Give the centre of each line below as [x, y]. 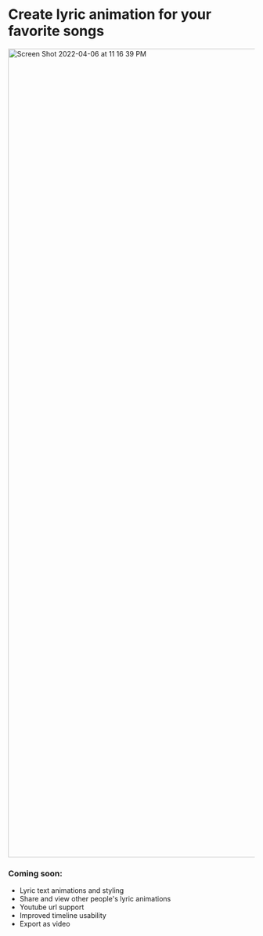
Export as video [45, 924]
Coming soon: [35, 873]
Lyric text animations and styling [72, 890]
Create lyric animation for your [110, 15]
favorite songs [56, 31]
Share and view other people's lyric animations [95, 899]
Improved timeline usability [63, 916]
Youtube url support [52, 907]
